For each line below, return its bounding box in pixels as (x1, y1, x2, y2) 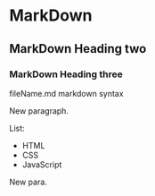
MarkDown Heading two (9, 41, 147, 56)
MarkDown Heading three (9, 68, 123, 81)
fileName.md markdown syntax (9, 88, 124, 98)
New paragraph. (9, 105, 69, 116)
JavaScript (21, 158, 62, 170)
